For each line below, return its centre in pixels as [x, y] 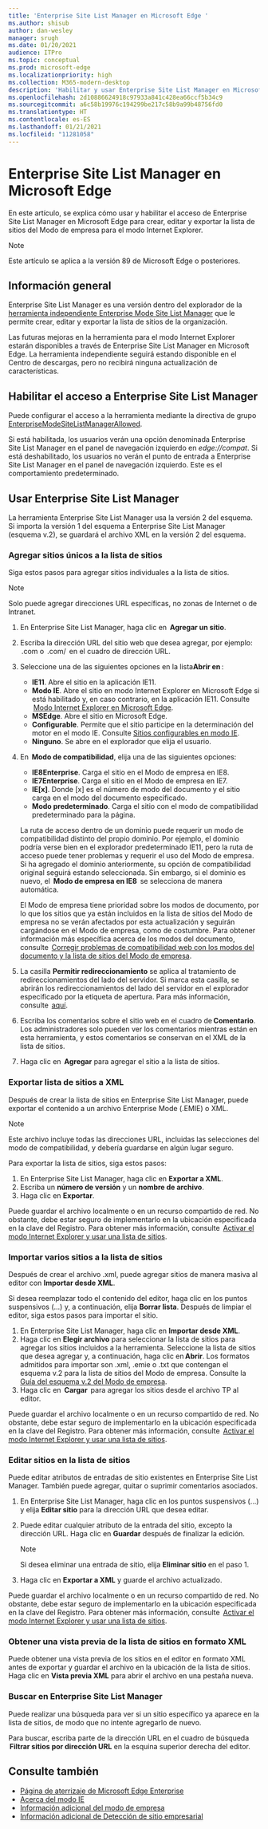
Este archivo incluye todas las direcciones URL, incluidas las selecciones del [134, 1139]
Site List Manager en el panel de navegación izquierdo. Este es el [115, 465]
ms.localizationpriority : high [60, 75]
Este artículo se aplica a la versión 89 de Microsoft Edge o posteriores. [124, 261]
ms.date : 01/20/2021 [43, 45]
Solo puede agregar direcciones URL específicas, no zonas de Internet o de [133, 604]
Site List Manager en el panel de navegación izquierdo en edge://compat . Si [133, 448]
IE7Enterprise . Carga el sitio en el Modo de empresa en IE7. [130, 781]
